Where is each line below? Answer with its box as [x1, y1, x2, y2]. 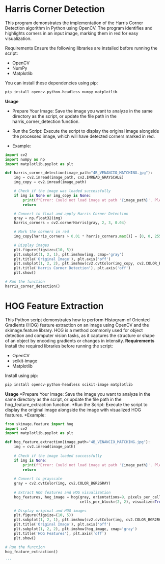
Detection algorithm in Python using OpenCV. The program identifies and [5, 25, 153, 31]
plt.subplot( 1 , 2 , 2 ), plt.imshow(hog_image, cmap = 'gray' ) [14, 526, 137, 531]
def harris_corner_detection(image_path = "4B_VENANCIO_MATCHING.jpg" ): [5, 170, 153, 176]
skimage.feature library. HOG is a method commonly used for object [5, 327, 143, 333]
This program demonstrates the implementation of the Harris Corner [5, 20, 143, 26]
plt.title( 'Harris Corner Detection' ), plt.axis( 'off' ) [14, 265, 131, 271]
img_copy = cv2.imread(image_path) [14, 180, 87, 185]
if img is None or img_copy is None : [14, 193, 91, 198]
